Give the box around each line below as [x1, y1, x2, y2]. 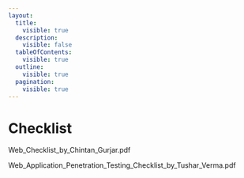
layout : [8, 11, 34, 20]
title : [15, 19, 37, 27]
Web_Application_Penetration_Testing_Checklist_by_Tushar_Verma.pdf [8, 161, 236, 170]
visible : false [22, 41, 73, 49]
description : [15, 33, 58, 42]
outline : [15, 63, 44, 71]
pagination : [15, 78, 55, 85]
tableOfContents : [15, 48, 73, 56]
